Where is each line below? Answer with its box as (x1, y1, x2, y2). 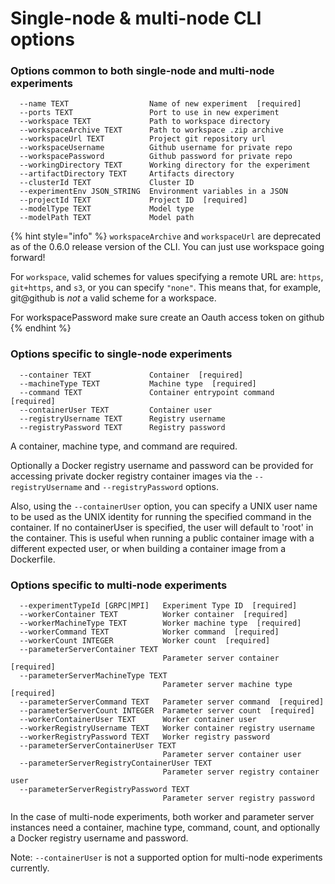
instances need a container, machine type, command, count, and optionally (10, 822, 321, 834)
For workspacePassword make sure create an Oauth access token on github (10, 312, 325, 324)
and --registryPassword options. (84, 480, 219, 492)
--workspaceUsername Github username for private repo (19, 143, 293, 153)
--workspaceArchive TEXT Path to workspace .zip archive (19, 125, 284, 136)
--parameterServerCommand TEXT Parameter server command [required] (19, 697, 325, 707)
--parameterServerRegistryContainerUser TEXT (19, 758, 213, 769)
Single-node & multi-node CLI (10, 7, 262, 30)
